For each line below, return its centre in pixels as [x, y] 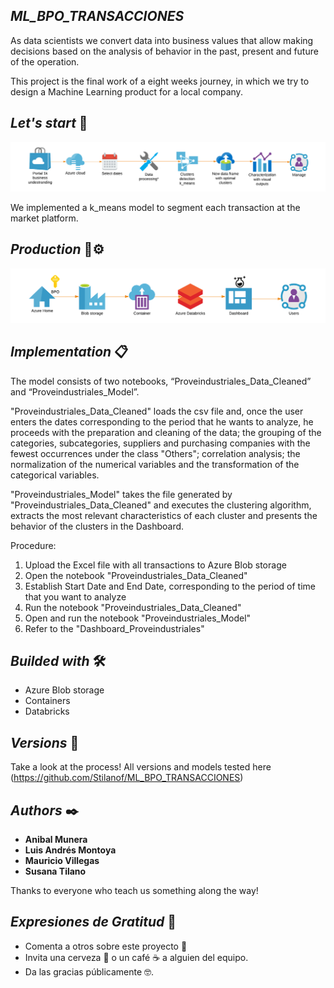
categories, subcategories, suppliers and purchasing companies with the [160, 443]
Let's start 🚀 [49, 123]
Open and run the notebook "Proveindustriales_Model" [138, 618]
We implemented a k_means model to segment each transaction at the [155, 207]
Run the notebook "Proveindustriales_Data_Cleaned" [133, 607]
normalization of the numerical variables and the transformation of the [155, 464]
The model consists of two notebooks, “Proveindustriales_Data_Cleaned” [161, 381]
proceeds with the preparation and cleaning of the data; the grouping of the [166, 432]
